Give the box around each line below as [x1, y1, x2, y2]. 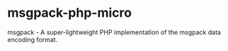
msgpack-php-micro [7, 5, 132, 21]
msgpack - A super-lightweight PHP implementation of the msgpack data [7, 28, 222, 36]
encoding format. [7, 35, 58, 43]
